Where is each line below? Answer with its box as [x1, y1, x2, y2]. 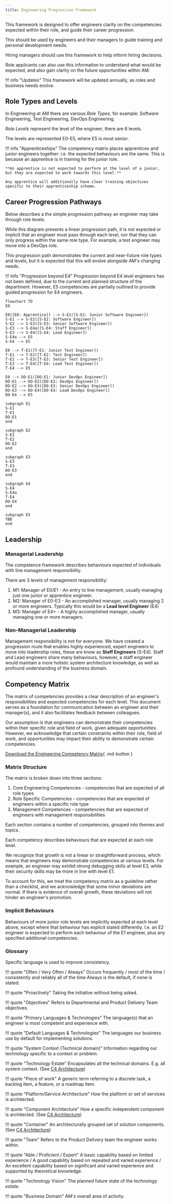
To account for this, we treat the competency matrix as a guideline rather [5, 878, 158, 884]
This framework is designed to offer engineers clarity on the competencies [5, 21, 162, 27]
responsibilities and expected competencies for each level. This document [5, 699, 161, 705]
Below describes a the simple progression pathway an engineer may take [5, 211, 159, 217]
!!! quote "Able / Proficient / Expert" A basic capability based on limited [5, 1152, 153, 1158]
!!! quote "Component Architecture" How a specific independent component [5, 1106, 164, 1112]
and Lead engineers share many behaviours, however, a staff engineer [5, 654, 153, 660]
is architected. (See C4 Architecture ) [5, 1111, 82, 1118]
